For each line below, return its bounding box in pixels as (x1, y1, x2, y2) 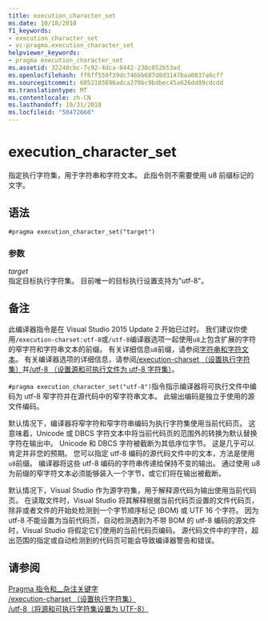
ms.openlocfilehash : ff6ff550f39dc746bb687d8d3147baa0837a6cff (8, 71, 224, 79)
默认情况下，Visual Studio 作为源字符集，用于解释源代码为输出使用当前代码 (8, 485, 258, 495)
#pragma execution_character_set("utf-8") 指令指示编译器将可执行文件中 (8, 381, 250, 391)
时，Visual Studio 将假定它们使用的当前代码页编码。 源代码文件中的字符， (8, 525, 252, 535)
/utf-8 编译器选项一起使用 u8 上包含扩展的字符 (107, 334, 257, 344)
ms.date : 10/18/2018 (8, 19, 78, 27)
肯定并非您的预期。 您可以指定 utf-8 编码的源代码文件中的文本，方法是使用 (8, 448, 255, 458)
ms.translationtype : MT (8, 86, 88, 94)
